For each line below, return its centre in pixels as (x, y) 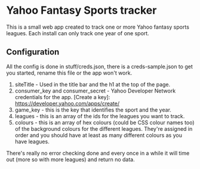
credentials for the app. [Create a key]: (62, 97)
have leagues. (32, 142)
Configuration (33, 52)
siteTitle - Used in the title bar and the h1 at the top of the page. (93, 84)
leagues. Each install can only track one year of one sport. (78, 33)
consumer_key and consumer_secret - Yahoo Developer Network (95, 91)
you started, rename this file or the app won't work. (69, 73)
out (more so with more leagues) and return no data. (71, 159)
